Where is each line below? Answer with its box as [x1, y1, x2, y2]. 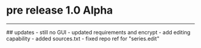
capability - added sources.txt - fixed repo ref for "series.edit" [6, 35, 160, 42]
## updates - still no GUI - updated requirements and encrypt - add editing [6, 28, 191, 36]
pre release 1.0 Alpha [6, 4, 113, 17]
